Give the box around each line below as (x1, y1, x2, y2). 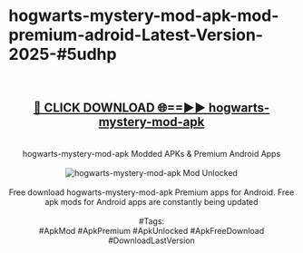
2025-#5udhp (8, 44, 117, 64)
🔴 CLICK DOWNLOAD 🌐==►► (33, 101, 206, 116)
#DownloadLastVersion (107, 235, 196, 246)
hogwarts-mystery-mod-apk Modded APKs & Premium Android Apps (22, 148, 281, 159)
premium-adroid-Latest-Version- (8, 24, 264, 45)
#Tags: (138, 215, 165, 227)
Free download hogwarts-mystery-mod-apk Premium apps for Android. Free (8, 187, 295, 198)
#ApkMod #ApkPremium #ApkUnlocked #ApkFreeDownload (38, 225, 265, 236)
